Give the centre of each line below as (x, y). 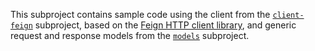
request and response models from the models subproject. (130, 35)
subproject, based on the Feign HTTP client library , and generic (165, 25)
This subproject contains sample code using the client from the (140, 14)
